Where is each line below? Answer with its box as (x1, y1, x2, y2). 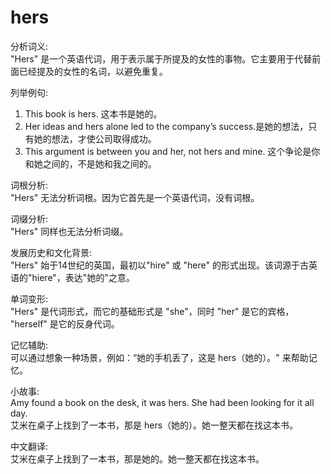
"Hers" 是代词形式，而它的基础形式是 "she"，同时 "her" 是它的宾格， (10, 305, 295, 317)
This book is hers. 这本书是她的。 (24, 107, 163, 120)
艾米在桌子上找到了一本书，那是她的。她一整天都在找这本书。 (10, 452, 265, 465)
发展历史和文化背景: (10, 246, 93, 258)
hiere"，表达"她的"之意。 (31, 271, 135, 283)
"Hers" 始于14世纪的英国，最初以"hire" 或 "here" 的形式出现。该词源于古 (10, 259, 309, 271)
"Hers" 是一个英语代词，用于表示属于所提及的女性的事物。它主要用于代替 (10, 52, 313, 65)
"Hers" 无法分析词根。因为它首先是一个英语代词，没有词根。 (10, 191, 260, 203)
